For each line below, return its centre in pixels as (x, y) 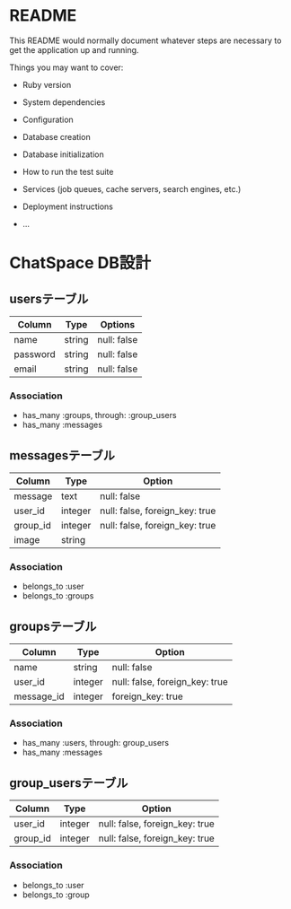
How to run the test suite (68, 171)
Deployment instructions (68, 206)
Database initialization (63, 154)
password (35, 354)
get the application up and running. (74, 49)
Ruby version (47, 84)
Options (118, 324)
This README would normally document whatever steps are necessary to (145, 40)
